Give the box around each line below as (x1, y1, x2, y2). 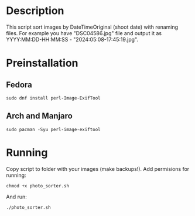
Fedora (6, 80, 32, 90)
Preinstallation (6, 57, 78, 70)
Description (6, 4, 64, 18)
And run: (6, 193, 28, 200)
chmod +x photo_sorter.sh (6, 183, 69, 188)
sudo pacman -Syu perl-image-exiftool (6, 126, 101, 132)
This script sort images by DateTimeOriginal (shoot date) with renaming (6, 23, 179, 30)
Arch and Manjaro (6, 111, 73, 121)
